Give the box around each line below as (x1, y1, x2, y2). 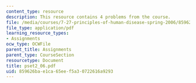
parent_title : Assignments (6, 47, 72, 53)
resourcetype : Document (6, 57, 64, 63)
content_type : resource (6, 8, 64, 15)
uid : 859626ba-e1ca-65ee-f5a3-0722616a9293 (6, 68, 114, 74)
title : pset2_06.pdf (6, 63, 57, 69)
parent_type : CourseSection (6, 52, 75, 58)
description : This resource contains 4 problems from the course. (6, 14, 171, 20)
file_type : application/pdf (6, 25, 75, 31)
